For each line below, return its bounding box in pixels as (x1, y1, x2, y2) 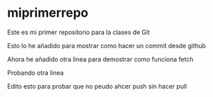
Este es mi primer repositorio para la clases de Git (7, 28, 150, 36)
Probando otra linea (7, 68, 64, 77)
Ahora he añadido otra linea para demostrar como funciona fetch (7, 54, 194, 64)
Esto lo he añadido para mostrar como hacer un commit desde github (7, 41, 207, 50)
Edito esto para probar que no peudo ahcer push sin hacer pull (7, 82, 187, 90)
